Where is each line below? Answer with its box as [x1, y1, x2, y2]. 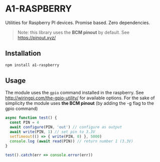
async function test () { [5, 115, 57, 120]
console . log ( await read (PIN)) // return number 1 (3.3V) [10, 138, 134, 143]
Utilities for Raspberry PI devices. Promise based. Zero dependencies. [5, 20, 150, 26]
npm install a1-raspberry [5, 62, 59, 68]
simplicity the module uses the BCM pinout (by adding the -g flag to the [5, 100, 154, 106]
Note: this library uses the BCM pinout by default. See [17, 29, 129, 35]
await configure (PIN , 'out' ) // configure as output [10, 125, 122, 130]
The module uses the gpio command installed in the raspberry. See [5, 90, 144, 96]
